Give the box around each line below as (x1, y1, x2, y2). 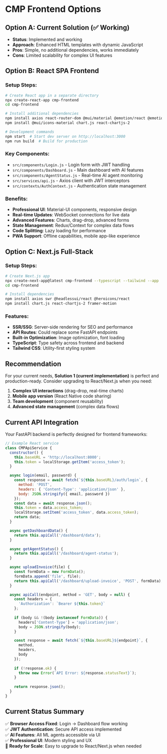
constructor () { (9, 450, 43, 455)
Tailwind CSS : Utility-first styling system (12, 345, 95, 351)
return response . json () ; (14, 684, 66, 689)
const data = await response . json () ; (14, 501, 92, 506)
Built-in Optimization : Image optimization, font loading (12, 335, 125, 341)
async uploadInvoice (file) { (9, 565, 70, 570)
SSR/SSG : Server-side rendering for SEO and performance (12, 324, 133, 330)
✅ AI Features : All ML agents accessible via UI (5, 732, 101, 738)
